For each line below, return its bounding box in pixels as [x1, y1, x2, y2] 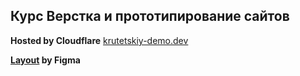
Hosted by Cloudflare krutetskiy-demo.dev [10, 34, 189, 46]
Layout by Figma [10, 54, 81, 66]
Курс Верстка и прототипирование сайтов [10, 8, 290, 25]
